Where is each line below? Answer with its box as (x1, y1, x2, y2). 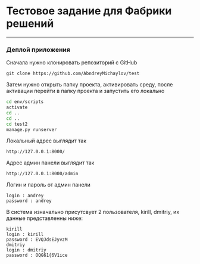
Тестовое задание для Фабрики (6, 4, 172, 18)
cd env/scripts (6, 99, 44, 105)
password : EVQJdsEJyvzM (6, 237, 68, 243)
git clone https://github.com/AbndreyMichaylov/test (6, 70, 140, 77)
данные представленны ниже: (6, 215, 83, 222)
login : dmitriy (6, 247, 46, 253)
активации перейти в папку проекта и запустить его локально (6, 88, 165, 95)
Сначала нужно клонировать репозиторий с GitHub (6, 59, 137, 66)
